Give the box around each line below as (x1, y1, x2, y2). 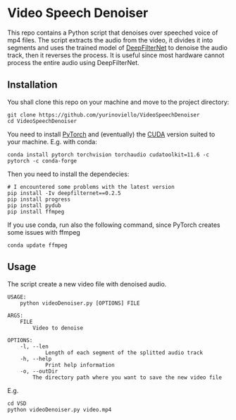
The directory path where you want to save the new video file (32, 373, 222, 381)
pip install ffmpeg (7, 208, 65, 215)
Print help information (44, 361, 115, 368)
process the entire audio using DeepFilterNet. (7, 58, 139, 66)
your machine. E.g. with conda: (7, 137, 97, 146)
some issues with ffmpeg (7, 228, 81, 236)
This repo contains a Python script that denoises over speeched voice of (7, 28, 218, 37)
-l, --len (20, 343, 49, 350)
